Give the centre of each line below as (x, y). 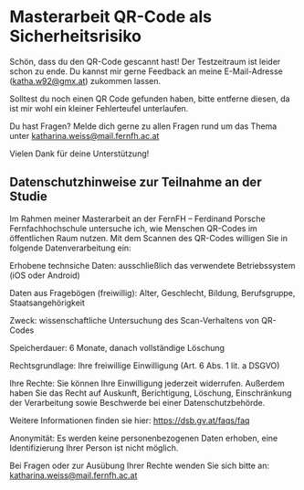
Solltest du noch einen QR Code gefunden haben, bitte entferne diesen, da (150, 99)
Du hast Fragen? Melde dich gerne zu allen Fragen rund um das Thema (143, 126)
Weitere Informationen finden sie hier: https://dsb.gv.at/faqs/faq (130, 420)
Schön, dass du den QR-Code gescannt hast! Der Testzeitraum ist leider (145, 61)
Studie (28, 197)
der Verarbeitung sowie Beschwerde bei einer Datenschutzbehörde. (137, 402)
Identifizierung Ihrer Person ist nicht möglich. (94, 447)
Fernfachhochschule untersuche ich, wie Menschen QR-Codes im (133, 228)
